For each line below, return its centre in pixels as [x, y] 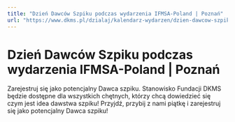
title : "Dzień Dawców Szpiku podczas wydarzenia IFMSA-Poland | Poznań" [115, 14]
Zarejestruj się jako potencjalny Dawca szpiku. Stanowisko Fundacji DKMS [114, 89]
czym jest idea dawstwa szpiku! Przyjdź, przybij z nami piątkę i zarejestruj [114, 104]
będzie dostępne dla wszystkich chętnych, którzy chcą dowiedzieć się [109, 96]
